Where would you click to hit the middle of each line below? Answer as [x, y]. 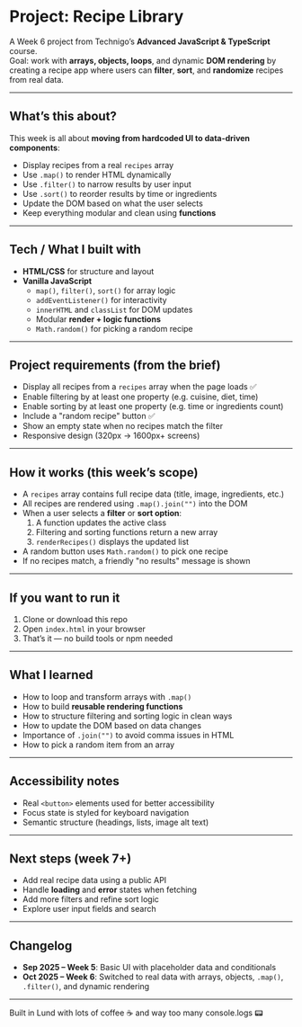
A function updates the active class [101, 522]
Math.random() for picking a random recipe [114, 328]
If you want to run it [65, 598]
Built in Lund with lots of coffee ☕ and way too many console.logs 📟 [136, 1013]
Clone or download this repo [75, 619]
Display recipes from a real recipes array [98, 165]
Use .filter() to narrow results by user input [107, 184]
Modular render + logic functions [98, 319]
